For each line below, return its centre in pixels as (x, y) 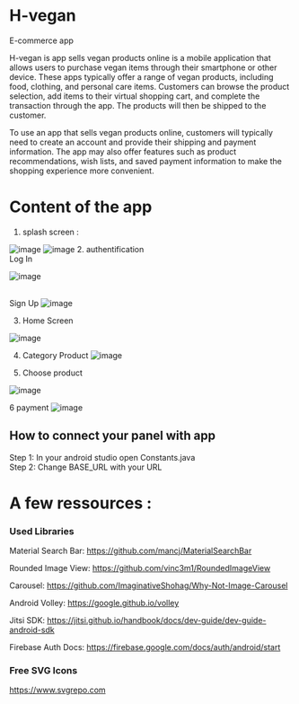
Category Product (55, 355)
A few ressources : (81, 503)
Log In (21, 259)
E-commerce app (42, 40)
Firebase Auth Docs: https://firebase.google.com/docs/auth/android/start (145, 647)
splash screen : (50, 232)
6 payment (29, 407)
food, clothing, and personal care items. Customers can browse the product (149, 86)
